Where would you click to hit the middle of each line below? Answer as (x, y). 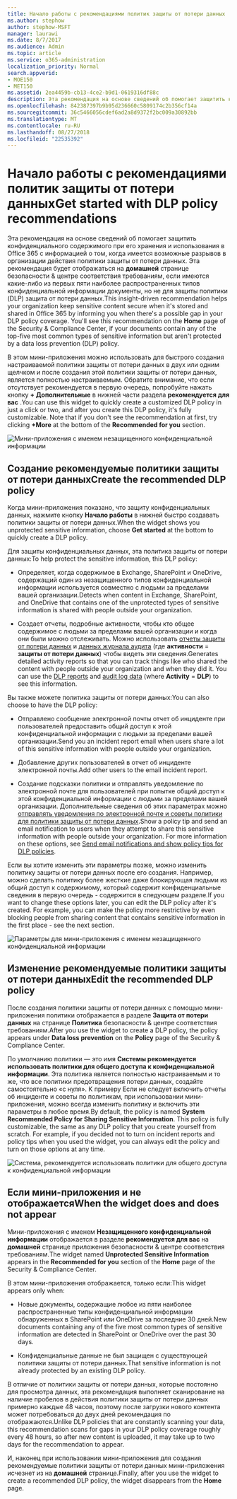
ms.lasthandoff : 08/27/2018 (49, 132)
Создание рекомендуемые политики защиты (113, 468)
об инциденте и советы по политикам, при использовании (95, 1096)
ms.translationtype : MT (42, 119)
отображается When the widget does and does (114, 1204)
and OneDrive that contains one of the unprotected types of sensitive (118, 602)
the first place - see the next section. (61, 925)
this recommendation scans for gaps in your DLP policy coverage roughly (114, 1429)
